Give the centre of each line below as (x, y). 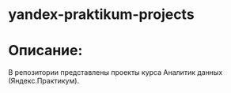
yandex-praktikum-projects (102, 15)
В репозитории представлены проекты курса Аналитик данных (116, 73)
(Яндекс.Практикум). (44, 81)
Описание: (45, 51)
